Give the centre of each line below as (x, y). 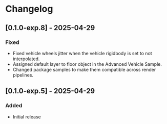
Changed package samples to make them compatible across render (84, 69)
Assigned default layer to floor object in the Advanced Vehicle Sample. (87, 64)
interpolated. (26, 59)
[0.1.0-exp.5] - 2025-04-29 (50, 91)
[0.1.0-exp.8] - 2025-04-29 (50, 28)
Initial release (27, 117)
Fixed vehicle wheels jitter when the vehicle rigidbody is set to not (82, 53)
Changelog (29, 9)
